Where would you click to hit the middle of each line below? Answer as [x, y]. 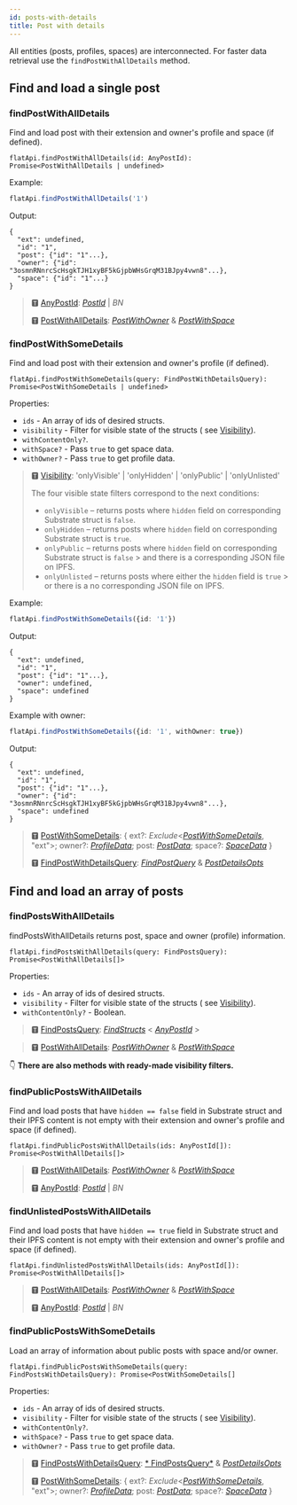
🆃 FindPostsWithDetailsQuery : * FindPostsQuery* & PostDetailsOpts [156, 1462]
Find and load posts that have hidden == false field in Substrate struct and [146, 1111]
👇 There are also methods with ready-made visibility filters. [121, 1065]
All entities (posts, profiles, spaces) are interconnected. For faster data [138, 51]
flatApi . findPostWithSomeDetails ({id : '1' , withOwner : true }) [126, 732]
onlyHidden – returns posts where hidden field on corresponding [160, 529]
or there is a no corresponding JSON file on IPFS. [134, 586]
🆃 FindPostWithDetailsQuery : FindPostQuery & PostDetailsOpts [147, 863]
